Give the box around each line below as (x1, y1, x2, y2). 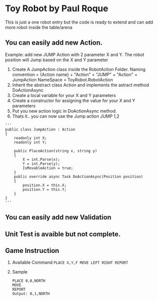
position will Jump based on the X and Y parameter (5, 57, 109, 63)
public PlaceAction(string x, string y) (14, 148, 97, 153)
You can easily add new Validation (5, 213, 112, 222)
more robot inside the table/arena (5, 24, 72, 30)
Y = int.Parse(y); (23, 161, 60, 166)
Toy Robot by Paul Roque (5, 3, 109, 14)
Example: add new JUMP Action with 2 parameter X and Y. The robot (5, 51, 144, 57)
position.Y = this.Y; (23, 187, 67, 192)
